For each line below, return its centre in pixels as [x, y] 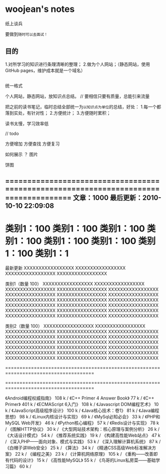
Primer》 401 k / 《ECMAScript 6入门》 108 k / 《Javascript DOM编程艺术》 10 [82, 404]
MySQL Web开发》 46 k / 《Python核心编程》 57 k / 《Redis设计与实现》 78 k [82, 423]
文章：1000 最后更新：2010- [117, 197]
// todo [12, 134]
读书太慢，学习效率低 [27, 124]
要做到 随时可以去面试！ [27, 34]
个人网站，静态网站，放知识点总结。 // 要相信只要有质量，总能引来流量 [77, 96]
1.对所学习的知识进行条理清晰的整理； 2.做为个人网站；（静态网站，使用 [78, 64]
